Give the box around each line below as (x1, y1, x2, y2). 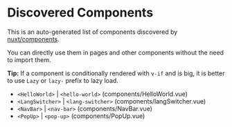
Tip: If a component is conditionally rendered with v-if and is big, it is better (7, 69, 225, 77)
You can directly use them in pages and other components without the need (7, 48, 224, 57)
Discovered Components (7, 5, 154, 21)
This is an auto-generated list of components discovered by (7, 28, 178, 36)
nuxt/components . (7, 35, 60, 43)
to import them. (7, 55, 51, 63)
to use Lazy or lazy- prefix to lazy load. (7, 76, 119, 84)
